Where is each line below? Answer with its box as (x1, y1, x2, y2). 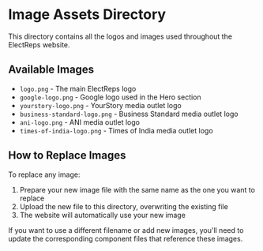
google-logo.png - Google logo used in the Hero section (19, 92, 201, 102)
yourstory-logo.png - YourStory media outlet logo (19, 100, 182, 110)
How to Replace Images (8, 148, 126, 163)
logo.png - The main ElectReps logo (19, 84, 137, 93)
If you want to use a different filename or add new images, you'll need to (8, 225, 244, 234)
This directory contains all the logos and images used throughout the (8, 32, 233, 41)
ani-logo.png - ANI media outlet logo (19, 117, 141, 127)
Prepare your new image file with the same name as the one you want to (19, 185, 255, 194)
